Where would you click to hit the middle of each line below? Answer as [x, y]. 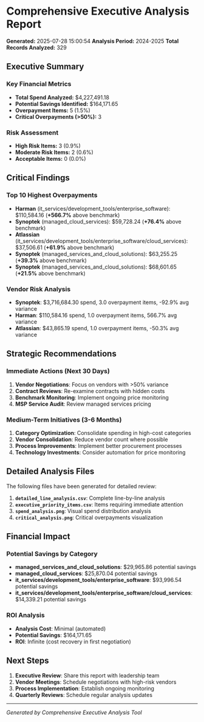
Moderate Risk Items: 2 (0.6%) [54, 152]
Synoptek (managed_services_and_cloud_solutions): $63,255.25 [96, 253]
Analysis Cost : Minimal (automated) [60, 628]
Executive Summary [45, 67]
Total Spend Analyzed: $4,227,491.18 [62, 97]
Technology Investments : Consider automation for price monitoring [100, 452]
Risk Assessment [32, 132]
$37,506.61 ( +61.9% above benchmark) [65, 247]
